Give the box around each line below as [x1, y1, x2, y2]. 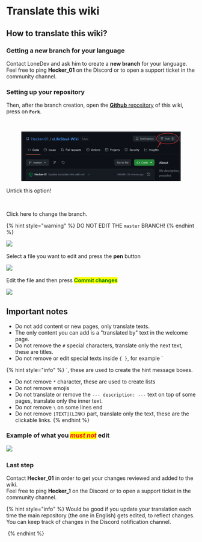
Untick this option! [6, 187, 52, 194]
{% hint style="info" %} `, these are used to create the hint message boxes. [6, 366, 193, 373]
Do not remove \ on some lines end [14, 403, 103, 411]
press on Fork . [6, 108, 42, 115]
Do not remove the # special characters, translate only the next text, [14, 342, 183, 349]
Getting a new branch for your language [6, 46, 125, 55]
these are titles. [14, 348, 54, 355]
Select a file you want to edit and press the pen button [6, 252, 141, 260]
